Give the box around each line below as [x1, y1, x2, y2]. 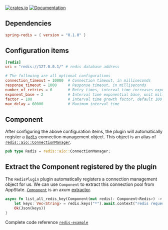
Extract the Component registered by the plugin [5, 163, 157, 171]
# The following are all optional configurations [5, 73, 111, 79]
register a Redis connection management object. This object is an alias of [5, 134, 156, 140]
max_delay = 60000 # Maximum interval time [5, 101, 120, 106]
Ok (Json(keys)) [14, 205, 46, 210]
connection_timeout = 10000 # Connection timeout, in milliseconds [5, 78, 151, 83]
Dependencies [5, 19, 51, 28]
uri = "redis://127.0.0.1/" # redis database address [5, 64, 120, 70]
